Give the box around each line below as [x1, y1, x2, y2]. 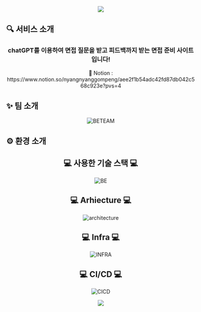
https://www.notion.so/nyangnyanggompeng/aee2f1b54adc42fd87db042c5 [7, 75, 195, 83]
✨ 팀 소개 [6, 101, 39, 111]
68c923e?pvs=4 [80, 82, 122, 89]
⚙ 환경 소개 [6, 136, 47, 146]
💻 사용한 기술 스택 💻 [63, 158, 139, 168]
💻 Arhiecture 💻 [70, 195, 132, 205]
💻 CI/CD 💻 [79, 269, 122, 279]
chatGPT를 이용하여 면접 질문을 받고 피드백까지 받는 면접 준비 [8, 46, 176, 54]
